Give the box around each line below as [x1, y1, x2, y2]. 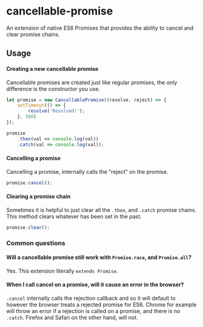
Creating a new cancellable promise [6, 65, 99, 72]
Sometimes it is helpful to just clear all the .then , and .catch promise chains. [6, 206, 197, 213]
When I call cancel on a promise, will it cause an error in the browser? [6, 281, 184, 288]
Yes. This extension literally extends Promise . [6, 267, 118, 274]
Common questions [6, 239, 65, 247]
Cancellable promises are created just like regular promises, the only [6, 79, 178, 86]
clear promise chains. [6, 30, 61, 38]
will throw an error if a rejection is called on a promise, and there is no [6, 308, 181, 315]
